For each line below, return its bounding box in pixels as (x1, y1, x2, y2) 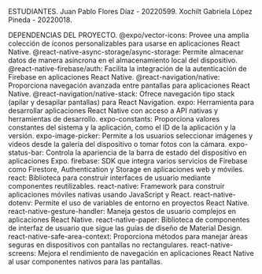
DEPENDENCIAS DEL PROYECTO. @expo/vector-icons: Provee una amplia (8, 31, 249, 39)
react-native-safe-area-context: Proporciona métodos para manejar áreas (8, 232, 248, 241)
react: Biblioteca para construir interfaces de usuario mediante (8, 173, 211, 182)
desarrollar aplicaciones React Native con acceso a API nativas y (8, 106, 219, 115)
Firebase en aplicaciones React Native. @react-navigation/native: (8, 73, 220, 81)
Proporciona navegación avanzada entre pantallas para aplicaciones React (8, 81, 250, 90)
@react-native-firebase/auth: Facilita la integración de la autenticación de (8, 64, 247, 73)
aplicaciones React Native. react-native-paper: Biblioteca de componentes (8, 215, 250, 224)
